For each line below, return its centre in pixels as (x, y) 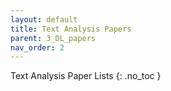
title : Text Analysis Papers (71, 29)
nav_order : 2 (37, 47)
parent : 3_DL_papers (53, 38)
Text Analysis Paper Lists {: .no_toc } (86, 76)
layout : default (44, 19)
